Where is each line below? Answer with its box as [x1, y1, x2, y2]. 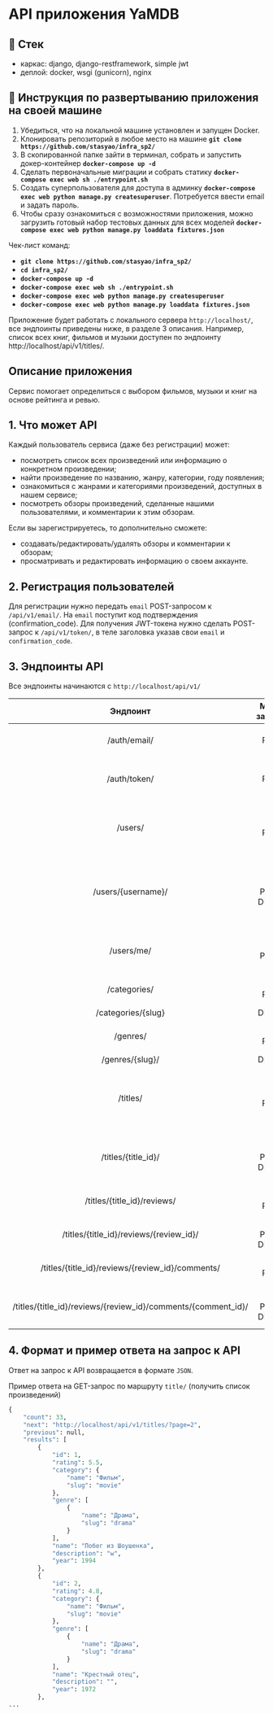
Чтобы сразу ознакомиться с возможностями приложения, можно [19, 208, 253, 218]
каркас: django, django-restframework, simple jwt [19, 59, 189, 68]
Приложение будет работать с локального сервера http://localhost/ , [8, 315, 253, 325]
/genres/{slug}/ [101, 1054, 160, 1066]
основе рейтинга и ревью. [8, 395, 100, 404]
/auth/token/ [106, 774, 154, 785]
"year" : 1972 [51, 1686, 96, 1694]
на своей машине [8, 103, 103, 118]
